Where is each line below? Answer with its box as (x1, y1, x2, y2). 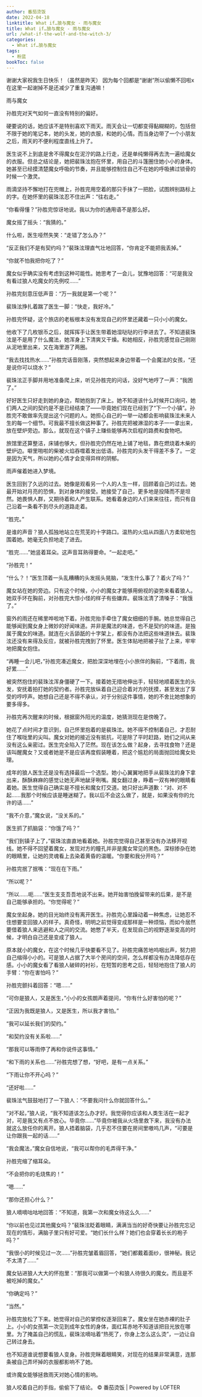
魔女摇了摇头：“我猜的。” (6, 218, 67, 226)
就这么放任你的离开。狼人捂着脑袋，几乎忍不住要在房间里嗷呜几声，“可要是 (6, 1124, 194, 1131)
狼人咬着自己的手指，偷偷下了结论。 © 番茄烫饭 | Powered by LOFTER (6, 1384, 180, 1391)
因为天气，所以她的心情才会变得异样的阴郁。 (11, 455, 122, 462)
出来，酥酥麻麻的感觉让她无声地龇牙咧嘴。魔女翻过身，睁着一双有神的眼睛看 (6, 776, 196, 784)
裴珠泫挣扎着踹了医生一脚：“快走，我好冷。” (6, 302, 114, 310)
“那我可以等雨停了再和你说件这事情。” (6, 1045, 98, 1052)
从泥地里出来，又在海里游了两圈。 (6, 343, 91, 351)
